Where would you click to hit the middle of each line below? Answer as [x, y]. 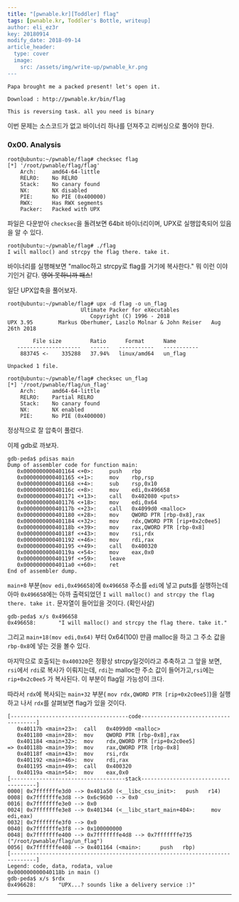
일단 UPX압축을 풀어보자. [42, 290]
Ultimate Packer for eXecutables [130, 310]
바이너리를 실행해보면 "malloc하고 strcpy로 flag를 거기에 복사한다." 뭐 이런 [111, 266]
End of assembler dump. [43, 571]
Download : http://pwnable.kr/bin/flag [67, 99]
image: [23, 61]
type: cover [32, 54]
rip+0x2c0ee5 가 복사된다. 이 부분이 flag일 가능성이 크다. [86, 679]
